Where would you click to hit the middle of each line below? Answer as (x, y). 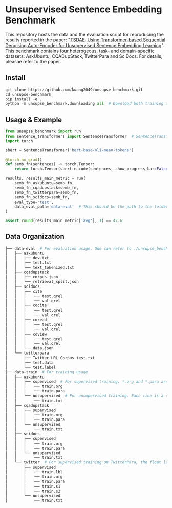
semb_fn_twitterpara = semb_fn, (47, 192)
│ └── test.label (31, 367)
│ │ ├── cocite (26, 305)
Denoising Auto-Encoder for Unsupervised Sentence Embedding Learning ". (85, 45)
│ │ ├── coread (26, 320)
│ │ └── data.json (29, 348)
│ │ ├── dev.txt (27, 258)
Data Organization (35, 237)
